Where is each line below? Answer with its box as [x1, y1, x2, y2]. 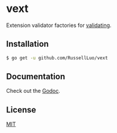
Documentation [6, 71, 66, 82]
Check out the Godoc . [6, 87, 61, 95]
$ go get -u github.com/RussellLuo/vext [6, 55, 109, 61]
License [6, 104, 36, 115]
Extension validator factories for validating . [6, 22, 112, 29]
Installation [6, 39, 49, 49]
